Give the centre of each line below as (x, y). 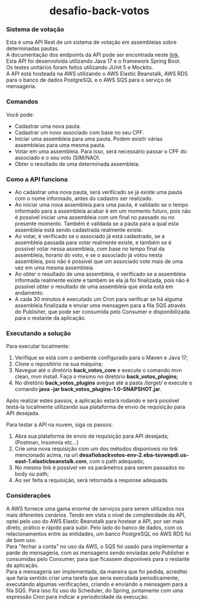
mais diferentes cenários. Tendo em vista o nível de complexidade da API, (96, 515)
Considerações (29, 496)
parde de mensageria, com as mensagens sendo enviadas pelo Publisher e (98, 553)
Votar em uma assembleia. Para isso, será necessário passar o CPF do (101, 151)
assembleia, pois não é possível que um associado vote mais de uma (99, 261)
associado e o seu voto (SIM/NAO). (58, 158)
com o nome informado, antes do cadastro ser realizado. (84, 198)
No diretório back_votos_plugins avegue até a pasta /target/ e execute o (103, 383)
